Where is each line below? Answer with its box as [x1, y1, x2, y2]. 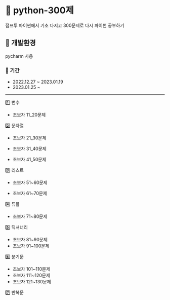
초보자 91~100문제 [12, 243, 50, 249]
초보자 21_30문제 [12, 135, 47, 141]
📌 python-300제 [5, 5, 74, 16]
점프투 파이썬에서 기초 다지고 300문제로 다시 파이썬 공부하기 [5, 22, 124, 28]
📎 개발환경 [5, 39, 36, 47]
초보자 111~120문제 [12, 272, 51, 279]
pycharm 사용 [5, 53, 33, 59]
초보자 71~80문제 [12, 213, 48, 219]
